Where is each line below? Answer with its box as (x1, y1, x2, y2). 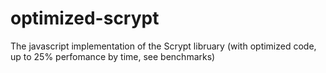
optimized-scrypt (10, 7, 160, 30)
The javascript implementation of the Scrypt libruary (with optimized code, (10, 40, 317, 52)
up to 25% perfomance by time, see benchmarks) (10, 50, 216, 62)
